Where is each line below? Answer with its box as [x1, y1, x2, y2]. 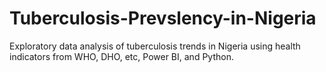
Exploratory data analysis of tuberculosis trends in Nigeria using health [9, 40, 301, 52]
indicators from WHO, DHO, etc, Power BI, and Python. [9, 50, 234, 62]
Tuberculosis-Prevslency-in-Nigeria [9, 7, 317, 30]
